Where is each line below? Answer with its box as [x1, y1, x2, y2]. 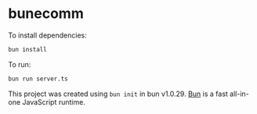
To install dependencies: [8, 30, 88, 40]
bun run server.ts [8, 75, 68, 83]
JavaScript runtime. [22, 97, 86, 106]
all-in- [230, 89, 249, 98]
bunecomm [8, 5, 84, 23]
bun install [8, 45, 47, 53]
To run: [8, 59, 31, 69]
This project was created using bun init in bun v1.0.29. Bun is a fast [8, 89, 229, 98]
